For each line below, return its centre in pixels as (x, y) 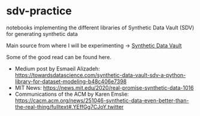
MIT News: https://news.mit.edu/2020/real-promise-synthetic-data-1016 (104, 87)
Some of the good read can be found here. (59, 57)
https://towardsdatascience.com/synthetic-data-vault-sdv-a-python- (100, 75)
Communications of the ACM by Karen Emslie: (72, 94)
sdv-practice (39, 11)
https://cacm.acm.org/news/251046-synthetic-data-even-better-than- (102, 100)
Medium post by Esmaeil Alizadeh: (57, 68)
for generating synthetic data (42, 33)
